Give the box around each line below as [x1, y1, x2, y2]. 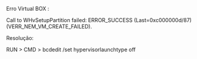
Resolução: [6, 35, 34, 41]
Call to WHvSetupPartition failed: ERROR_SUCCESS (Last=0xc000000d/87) [6, 17, 192, 23]
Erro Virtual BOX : [6, 5, 50, 12]
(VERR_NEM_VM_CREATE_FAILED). [6, 23, 93, 30]
